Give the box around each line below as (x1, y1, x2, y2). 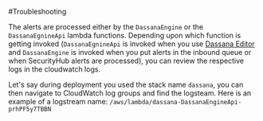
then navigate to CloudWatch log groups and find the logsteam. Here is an (8, 88, 252, 98)
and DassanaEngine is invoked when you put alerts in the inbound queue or (8, 48, 252, 57)
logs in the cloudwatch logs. (8, 64, 101, 74)
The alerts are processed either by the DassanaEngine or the (8, 22, 204, 31)
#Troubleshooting (8, 7, 67, 16)
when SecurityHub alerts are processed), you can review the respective (8, 56, 245, 65)
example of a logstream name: (8, 97, 108, 106)
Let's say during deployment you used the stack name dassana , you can (8, 80, 244, 89)
